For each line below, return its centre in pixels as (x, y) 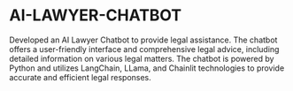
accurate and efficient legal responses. (81, 77)
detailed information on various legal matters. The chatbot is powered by (142, 58)
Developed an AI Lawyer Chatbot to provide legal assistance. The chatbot (143, 40)
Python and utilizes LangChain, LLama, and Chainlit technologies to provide (147, 68)
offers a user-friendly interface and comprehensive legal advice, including (144, 49)
